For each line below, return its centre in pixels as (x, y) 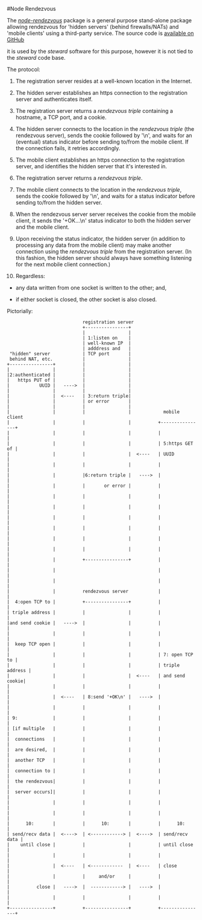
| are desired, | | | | (84, 750)
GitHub (16, 40)
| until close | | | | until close (100, 845)
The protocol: (24, 69)
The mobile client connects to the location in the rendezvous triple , (99, 190)
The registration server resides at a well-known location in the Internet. (104, 81)
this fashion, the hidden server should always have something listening (104, 258)
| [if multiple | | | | (84, 729)
